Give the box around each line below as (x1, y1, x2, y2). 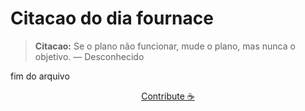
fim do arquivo (10, 70, 70, 82)
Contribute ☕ (141, 90, 195, 102)
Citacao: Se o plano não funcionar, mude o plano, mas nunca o (34, 40, 296, 52)
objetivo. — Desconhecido (34, 50, 145, 62)
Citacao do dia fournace (10, 7, 214, 30)
